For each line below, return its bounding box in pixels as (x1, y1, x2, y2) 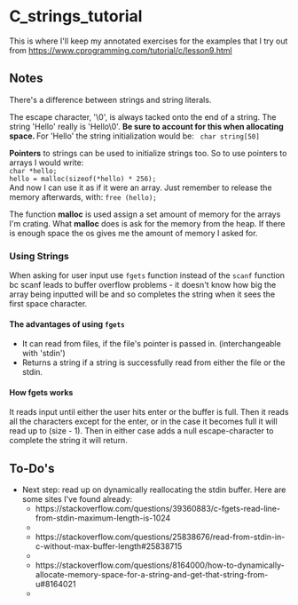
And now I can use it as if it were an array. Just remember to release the (9, 182, 272, 193)
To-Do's (9, 460, 55, 476)
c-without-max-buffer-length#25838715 (35, 541, 183, 552)
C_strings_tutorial (9, 6, 143, 27)
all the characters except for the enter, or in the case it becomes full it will (9, 416, 278, 427)
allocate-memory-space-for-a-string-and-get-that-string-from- (35, 569, 269, 580)
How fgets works (9, 386, 74, 397)
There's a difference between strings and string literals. (9, 94, 212, 105)
